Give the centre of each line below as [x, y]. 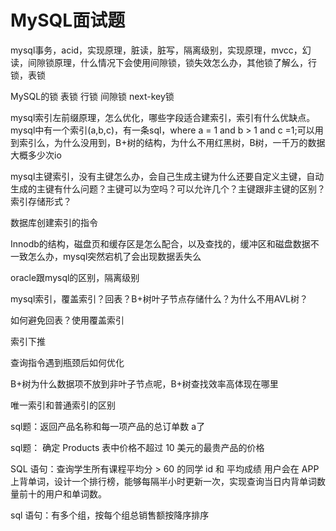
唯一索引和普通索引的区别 [63, 405]
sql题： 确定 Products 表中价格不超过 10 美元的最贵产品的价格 [137, 447]
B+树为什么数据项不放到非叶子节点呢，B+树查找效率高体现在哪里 [144, 383]
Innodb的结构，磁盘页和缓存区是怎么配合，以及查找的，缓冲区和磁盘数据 [160, 243]
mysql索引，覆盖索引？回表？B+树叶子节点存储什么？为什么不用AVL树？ [159, 298]
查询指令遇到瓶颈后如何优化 [67, 362]
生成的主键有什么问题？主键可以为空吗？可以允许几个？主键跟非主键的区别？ [168, 188]
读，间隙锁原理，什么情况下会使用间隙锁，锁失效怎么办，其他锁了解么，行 [163, 62]
